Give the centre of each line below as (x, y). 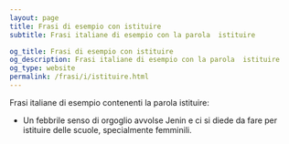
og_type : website (43, 68)
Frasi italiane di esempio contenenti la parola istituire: (110, 102)
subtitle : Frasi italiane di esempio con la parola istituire (133, 35)
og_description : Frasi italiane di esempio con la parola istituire (145, 60)
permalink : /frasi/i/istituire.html (79, 77)
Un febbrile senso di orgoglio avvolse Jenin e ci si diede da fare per (150, 120)
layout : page (34, 18)
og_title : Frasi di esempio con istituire (91, 51)
